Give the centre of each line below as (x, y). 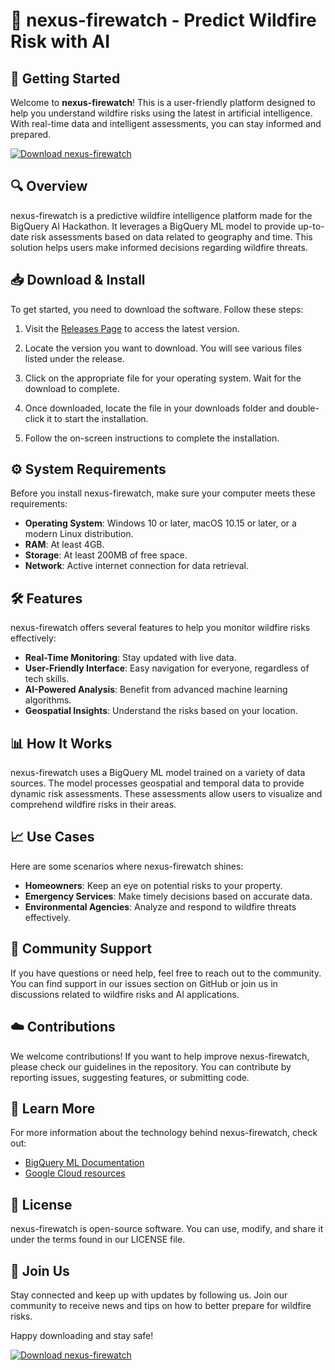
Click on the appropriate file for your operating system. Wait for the (163, 378)
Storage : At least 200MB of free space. (106, 555)
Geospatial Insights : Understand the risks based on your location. (161, 711)
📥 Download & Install (78, 280)
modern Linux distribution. (79, 534)
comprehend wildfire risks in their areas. (93, 805)
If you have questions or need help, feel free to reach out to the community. (166, 973)
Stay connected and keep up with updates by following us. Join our (149, 1295)
